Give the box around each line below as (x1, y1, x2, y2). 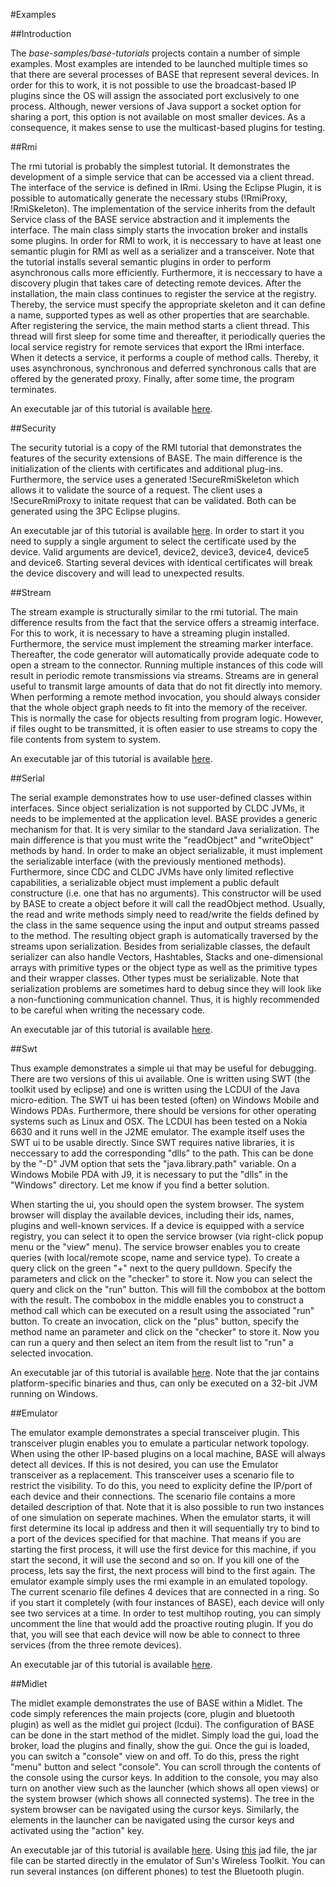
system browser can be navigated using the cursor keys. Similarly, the (10, 1804, 300, 1815)
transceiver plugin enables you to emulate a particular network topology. (10, 1437, 310, 1449)
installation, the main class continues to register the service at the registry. (10, 288, 317, 299)
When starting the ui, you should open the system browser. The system (10, 1199, 305, 1210)
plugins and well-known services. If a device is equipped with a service (10, 1220, 305, 1231)
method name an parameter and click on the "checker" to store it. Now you (10, 1326, 320, 1338)
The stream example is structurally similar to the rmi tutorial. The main (10, 606, 298, 618)
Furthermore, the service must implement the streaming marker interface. (10, 638, 314, 649)
